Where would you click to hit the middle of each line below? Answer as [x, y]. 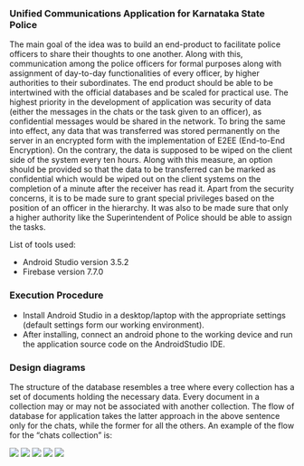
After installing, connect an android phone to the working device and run [157, 334]
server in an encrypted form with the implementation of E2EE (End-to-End [147, 141]
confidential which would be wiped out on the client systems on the [135, 179]
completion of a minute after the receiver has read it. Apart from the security [152, 189]
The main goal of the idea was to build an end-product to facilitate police [145, 44]
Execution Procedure [57, 295]
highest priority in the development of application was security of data [140, 102]
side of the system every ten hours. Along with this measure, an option [141, 160]
